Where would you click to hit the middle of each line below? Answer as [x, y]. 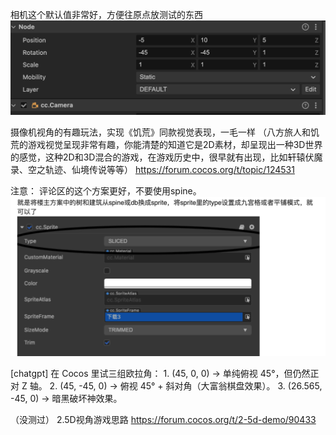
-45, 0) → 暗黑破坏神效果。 [66, 398]
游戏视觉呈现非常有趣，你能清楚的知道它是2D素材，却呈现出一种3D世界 [175, 145]
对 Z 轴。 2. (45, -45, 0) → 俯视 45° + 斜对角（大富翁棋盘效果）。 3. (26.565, [166, 385]
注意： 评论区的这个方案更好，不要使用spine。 [106, 191]
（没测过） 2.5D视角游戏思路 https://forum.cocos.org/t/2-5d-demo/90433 [163, 419]
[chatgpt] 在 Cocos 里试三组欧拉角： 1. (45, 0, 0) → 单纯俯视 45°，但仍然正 [165, 373]
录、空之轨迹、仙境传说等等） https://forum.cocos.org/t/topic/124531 [152, 170]
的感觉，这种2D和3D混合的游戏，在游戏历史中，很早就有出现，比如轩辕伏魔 [166, 157]
